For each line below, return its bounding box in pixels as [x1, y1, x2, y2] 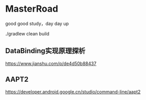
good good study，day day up [5, 20, 69, 26]
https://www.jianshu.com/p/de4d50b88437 [5, 60, 97, 66]
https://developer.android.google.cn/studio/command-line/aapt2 [5, 88, 141, 94]
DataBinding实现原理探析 [5, 47, 85, 55]
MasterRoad [5, 3, 59, 15]
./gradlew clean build [5, 30, 50, 37]
